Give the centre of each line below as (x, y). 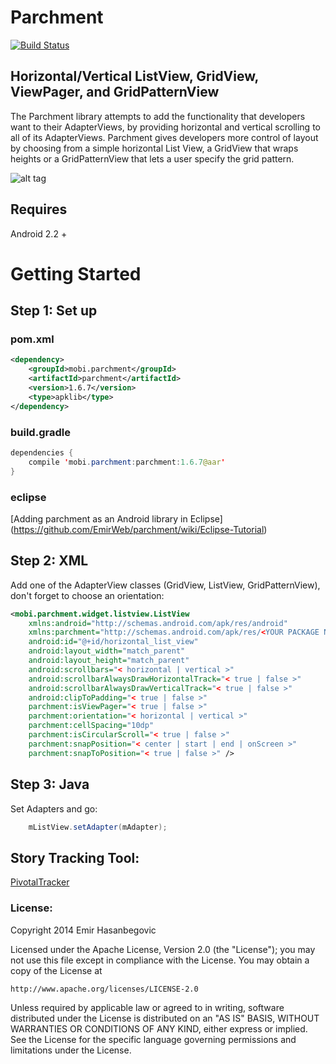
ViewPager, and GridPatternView (115, 92)
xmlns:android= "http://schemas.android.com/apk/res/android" (158, 623)
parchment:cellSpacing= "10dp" (91, 726)
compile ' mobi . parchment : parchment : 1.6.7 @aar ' (127, 462)
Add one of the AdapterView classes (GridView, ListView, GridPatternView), (165, 585)
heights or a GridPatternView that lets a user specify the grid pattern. (152, 158)
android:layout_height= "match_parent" (109, 661)
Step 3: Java (50, 784)
